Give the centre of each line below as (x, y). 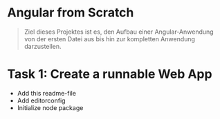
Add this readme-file (46, 93)
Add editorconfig (41, 100)
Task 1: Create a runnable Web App (110, 74)
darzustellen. (43, 46)
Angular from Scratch (71, 13)
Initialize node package (50, 107)
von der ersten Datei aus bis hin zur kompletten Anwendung (110, 39)
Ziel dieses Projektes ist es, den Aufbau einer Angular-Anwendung (119, 32)
